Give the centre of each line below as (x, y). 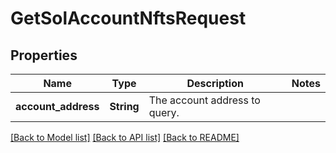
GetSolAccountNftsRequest (128, 18)
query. (164, 112)
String (124, 106)
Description (215, 83)
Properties (44, 55)
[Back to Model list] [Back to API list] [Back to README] (125, 137)
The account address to (204, 100)
